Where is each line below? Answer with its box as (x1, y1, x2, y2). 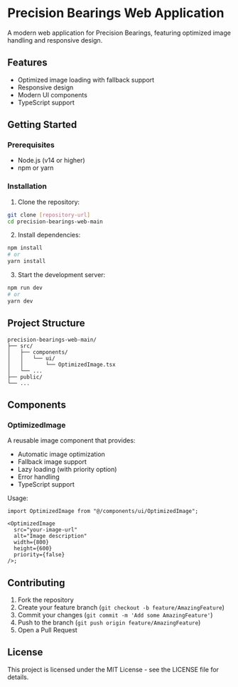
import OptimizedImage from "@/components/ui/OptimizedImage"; (7, 508, 199, 515)
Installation (7, 181, 48, 191)
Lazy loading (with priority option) (17, 465, 117, 474)
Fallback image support (17, 458, 87, 466)
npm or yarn (17, 163, 54, 172)
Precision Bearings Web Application (7, 5, 225, 21)
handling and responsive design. (7, 36, 103, 44)
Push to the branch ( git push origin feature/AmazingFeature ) (17, 618, 201, 627)
